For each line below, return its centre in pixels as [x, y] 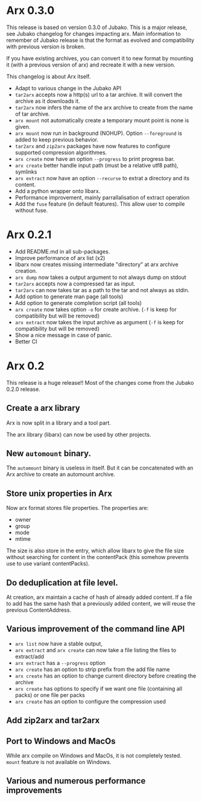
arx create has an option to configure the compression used [90, 701]
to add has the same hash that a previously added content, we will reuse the [101, 604]
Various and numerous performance [76, 781]
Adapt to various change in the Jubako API [68, 88]
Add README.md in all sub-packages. [62, 251]
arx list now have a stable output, [58, 643]
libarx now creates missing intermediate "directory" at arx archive [97, 264]
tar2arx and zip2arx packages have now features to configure [93, 146]
